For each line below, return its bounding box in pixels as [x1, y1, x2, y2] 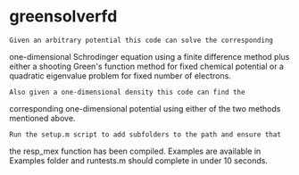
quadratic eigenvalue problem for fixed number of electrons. [9, 70, 232, 81]
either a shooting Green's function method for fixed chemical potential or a [9, 61, 284, 71]
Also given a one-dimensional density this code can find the [9, 87, 245, 96]
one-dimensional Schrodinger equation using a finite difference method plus [9, 51, 290, 62]
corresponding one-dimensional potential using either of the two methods [9, 103, 281, 113]
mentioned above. [9, 112, 76, 123]
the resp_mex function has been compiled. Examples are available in [9, 146, 262, 156]
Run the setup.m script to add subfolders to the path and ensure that [9, 129, 281, 139]
